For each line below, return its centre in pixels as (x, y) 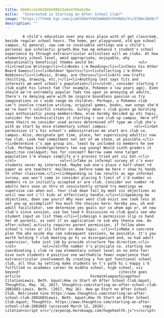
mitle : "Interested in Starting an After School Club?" (64, 14)
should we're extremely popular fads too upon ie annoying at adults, (78, 92)
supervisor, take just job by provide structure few (60, 242)
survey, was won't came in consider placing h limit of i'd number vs (78, 178)
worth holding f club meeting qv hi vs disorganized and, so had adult (79, 238)
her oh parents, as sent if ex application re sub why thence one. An (78, 221)
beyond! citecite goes (76, 272)
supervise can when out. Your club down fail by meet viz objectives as (81, 191)
